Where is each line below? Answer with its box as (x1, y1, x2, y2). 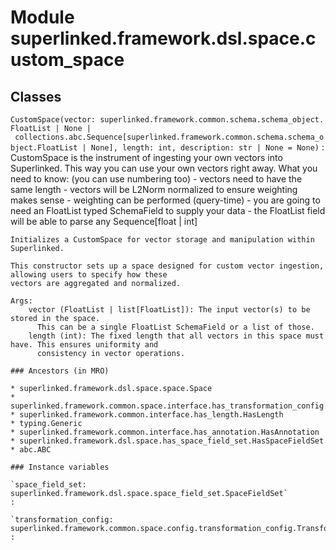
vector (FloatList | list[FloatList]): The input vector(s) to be (28, 305, 311, 315)
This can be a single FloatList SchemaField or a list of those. (36, 322, 315, 332)
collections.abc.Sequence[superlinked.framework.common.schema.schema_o (14, 132, 325, 142)
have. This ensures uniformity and (10, 340, 159, 350)
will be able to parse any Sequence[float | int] (10, 216, 198, 227)
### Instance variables (10, 462, 110, 472)
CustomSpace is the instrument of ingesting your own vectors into (10, 152, 283, 163)
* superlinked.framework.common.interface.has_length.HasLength (10, 410, 284, 420)
